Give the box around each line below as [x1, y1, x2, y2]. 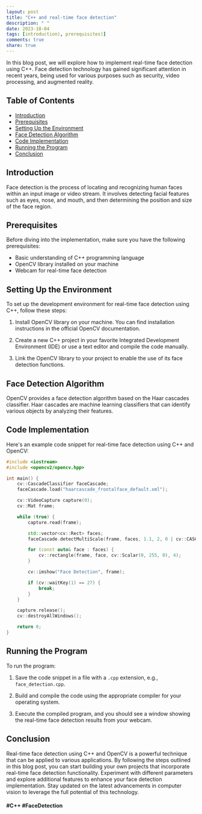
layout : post [6, 8, 39, 15]
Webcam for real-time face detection [14, 267, 107, 274]
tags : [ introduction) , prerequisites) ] [6, 31, 106, 37]
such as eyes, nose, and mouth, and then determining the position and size [6, 196, 192, 204]
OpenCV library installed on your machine [14, 260, 119, 268]
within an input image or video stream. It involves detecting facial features [6, 190, 189, 197]
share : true [6, 43, 36, 49]
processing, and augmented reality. [6, 78, 94, 85]
